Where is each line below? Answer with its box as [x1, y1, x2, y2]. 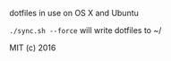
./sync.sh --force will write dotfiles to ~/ [9, 25, 162, 35]
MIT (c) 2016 [9, 42, 56, 53]
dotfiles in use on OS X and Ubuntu [9, 8, 139, 18]
